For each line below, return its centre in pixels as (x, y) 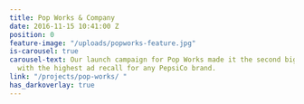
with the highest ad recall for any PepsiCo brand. (117, 69)
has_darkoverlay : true (52, 85)
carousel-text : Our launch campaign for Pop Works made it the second (145, 60)
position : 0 (32, 34)
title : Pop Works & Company (62, 18)
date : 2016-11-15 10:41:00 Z (64, 26)
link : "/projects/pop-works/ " (68, 77)
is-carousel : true (44, 52)
